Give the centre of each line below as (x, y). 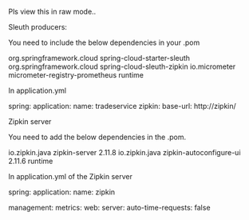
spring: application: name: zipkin (62, 192)
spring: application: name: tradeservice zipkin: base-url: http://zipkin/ (123, 106)
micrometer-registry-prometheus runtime (76, 75)
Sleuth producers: (38, 27)
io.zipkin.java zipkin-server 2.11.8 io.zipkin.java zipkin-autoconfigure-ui (125, 152)
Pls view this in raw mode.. (52, 12)
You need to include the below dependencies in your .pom (104, 42)
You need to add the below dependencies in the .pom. (97, 137)
